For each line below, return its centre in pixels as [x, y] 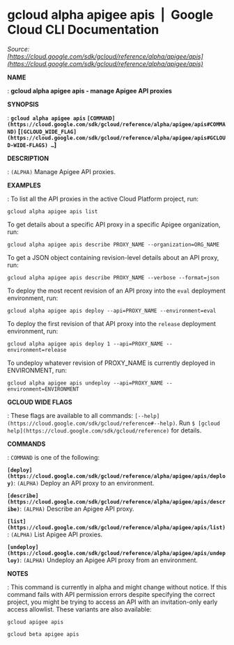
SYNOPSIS [23, 104]
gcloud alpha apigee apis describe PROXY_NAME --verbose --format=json [113, 278]
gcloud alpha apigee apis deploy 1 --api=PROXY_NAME [85, 344]
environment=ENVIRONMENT [43, 389]
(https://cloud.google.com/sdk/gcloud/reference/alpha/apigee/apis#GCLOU [117, 138]
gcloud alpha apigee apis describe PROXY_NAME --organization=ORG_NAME [113, 244]
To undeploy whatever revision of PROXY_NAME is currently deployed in [111, 363]
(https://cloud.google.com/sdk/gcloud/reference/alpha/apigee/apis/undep [117, 553]
